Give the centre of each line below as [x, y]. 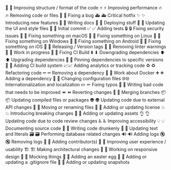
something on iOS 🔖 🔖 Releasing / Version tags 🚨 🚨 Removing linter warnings [86, 46]
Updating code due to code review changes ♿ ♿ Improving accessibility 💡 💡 [85, 121]
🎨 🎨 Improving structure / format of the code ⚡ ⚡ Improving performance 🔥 [84, 8]
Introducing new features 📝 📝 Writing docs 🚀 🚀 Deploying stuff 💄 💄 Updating [85, 23]
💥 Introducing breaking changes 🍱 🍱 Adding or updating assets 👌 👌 [78, 113]
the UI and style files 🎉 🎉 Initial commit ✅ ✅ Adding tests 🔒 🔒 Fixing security [85, 28]
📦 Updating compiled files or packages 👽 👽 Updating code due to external [85, 100]
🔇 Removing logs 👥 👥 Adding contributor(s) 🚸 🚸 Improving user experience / [86, 142]
